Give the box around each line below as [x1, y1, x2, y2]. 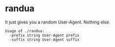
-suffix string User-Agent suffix [9, 37, 79, 42]
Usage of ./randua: [5, 28, 45, 33]
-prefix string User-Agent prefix [9, 33, 79, 38]
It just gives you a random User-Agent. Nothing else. [5, 19, 111, 25]
